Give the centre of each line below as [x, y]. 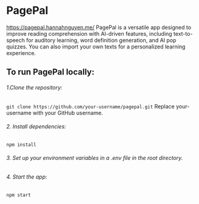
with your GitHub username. [68, 113]
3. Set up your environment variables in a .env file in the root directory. [95, 158]
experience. [21, 53]
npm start [19, 195]
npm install [21, 145]
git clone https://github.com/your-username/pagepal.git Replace [90, 106]
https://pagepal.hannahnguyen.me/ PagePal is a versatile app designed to [99, 27]
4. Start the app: [27, 177]
